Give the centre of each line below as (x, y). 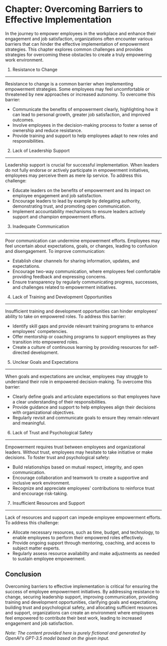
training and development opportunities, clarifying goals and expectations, (81, 602)
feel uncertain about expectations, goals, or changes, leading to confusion (81, 246)
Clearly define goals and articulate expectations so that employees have (86, 397)
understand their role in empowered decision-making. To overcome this (79, 382)
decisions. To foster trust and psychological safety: (58, 457)
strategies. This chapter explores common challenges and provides (74, 49)
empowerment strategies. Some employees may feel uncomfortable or (78, 89)
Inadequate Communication (41, 226)
